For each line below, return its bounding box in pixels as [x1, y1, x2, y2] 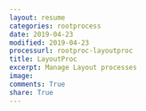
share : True [9, 88, 53, 97]
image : [9, 72, 34, 81]
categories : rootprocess [9, 21, 101, 30]
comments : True [9, 80, 66, 89]
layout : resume [9, 13, 66, 22]
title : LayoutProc [9, 55, 77, 64]
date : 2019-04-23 [9, 30, 74, 38]
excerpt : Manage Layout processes [9, 64, 138, 73]
